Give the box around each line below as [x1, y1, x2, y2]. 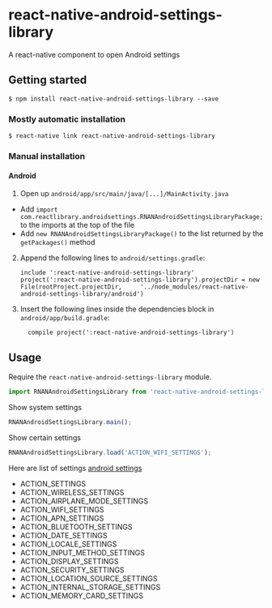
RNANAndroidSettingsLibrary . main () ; [8, 417, 132, 426]
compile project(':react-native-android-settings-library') [28, 328, 235, 337]
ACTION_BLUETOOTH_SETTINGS [19, 521, 133, 532]
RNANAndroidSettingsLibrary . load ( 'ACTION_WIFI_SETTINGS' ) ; [8, 448, 212, 456]
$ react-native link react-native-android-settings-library [8, 132, 216, 140]
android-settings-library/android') [19, 290, 144, 298]
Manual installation [8, 150, 86, 161]
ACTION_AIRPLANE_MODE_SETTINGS [19, 496, 148, 506]
